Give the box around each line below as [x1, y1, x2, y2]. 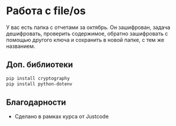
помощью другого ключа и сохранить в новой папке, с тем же [6, 36, 165, 43]
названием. [6, 43, 35, 50]
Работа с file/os [6, 4, 86, 18]
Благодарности [6, 97, 66, 107]
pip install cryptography [6, 75, 70, 81]
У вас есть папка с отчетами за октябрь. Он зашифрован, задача [6, 24, 171, 31]
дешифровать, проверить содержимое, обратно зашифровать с [6, 30, 168, 37]
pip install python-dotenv [6, 81, 73, 87]
